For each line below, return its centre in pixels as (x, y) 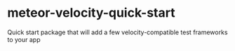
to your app (24, 39)
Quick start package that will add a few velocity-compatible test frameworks (117, 32)
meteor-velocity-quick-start (91, 13)
